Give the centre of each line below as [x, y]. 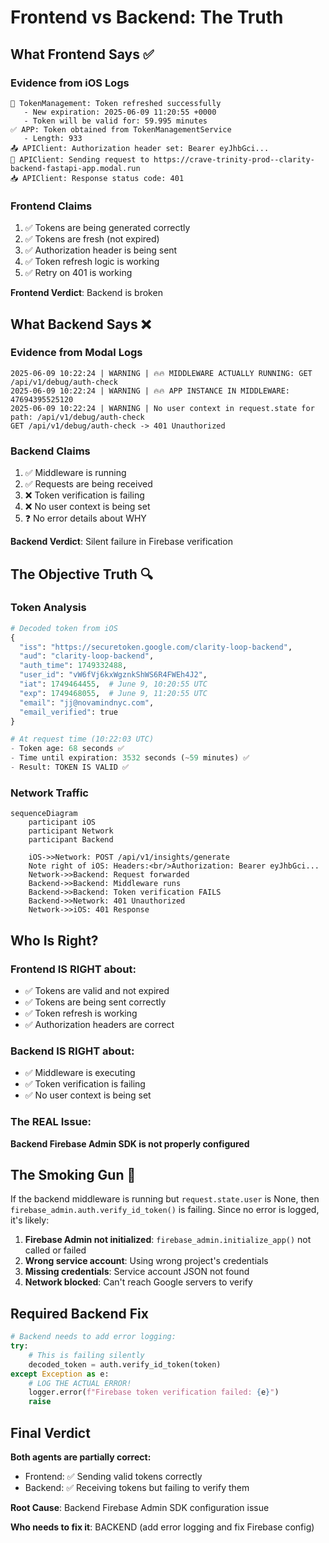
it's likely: [30, 1220]
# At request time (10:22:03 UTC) [82, 739]
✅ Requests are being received [88, 484]
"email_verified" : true [68, 712]
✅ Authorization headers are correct [99, 1024]
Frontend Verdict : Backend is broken [86, 293]
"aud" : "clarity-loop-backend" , [87, 656]
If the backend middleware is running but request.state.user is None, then [165, 1199]
